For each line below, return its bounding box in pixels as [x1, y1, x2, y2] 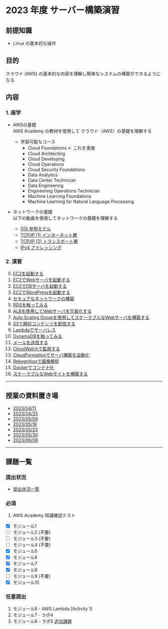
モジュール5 [12, 548, 38, 554]
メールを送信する [12, 339, 48, 345]
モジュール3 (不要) [12, 535, 51, 541]
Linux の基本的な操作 [12, 41, 56, 46]
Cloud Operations [27, 161, 64, 167]
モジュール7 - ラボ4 [12, 612, 54, 618]
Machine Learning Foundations [27, 193, 92, 199]
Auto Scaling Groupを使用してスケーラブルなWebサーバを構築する [12, 314, 150, 320]
